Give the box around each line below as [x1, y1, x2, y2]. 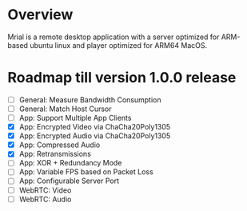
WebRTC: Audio [18, 194, 72, 204]
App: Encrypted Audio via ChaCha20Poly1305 [18, 131, 171, 141]
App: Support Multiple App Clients [18, 113, 132, 122]
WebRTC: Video [18, 185, 72, 195]
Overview [7, 6, 74, 24]
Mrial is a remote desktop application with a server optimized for [7, 32, 220, 42]
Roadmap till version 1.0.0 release [7, 69, 237, 87]
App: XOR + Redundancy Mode [18, 158, 122, 168]
